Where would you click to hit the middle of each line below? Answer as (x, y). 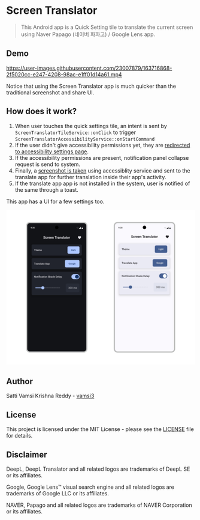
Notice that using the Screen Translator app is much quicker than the (91, 86)
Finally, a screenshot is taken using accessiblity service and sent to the (102, 170)
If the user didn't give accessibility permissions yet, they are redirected (102, 145)
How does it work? (42, 112)
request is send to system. (48, 164)
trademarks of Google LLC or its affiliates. (57, 493)
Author (19, 381)
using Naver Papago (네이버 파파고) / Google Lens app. (88, 34)
